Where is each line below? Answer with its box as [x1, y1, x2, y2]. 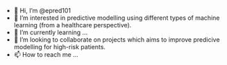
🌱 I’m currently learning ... [13, 28, 88, 36]
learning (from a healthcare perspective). [13, 21, 132, 29]
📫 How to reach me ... [13, 51, 78, 58]
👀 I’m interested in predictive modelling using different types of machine [13, 14, 220, 22]
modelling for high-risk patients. [13, 43, 106, 51]
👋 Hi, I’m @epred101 [13, 7, 72, 14]
